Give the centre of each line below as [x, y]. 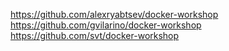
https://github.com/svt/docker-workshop [95, 35]
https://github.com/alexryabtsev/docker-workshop [114, 14]
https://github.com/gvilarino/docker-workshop [106, 25]
